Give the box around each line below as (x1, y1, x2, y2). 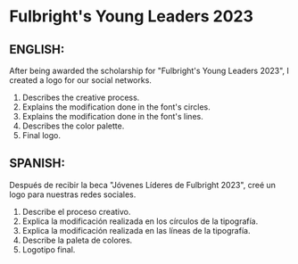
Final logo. (21, 130, 61, 140)
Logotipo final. (21, 243, 76, 255)
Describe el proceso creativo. (21, 206, 131, 217)
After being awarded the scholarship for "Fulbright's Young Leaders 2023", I (9, 65, 290, 76)
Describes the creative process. (21, 92, 140, 103)
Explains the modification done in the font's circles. (21, 102, 211, 112)
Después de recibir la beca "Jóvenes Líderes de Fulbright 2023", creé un (9, 179, 277, 190)
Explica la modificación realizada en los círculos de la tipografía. (21, 216, 259, 227)
